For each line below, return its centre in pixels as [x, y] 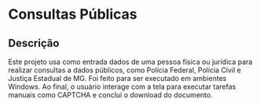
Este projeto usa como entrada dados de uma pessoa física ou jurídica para [130, 62]
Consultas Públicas [73, 14]
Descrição [34, 43]
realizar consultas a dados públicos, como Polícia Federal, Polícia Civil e [125, 70]
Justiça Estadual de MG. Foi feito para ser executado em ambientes [117, 78]
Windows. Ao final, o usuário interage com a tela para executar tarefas [122, 87]
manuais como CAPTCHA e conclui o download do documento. [111, 95]
